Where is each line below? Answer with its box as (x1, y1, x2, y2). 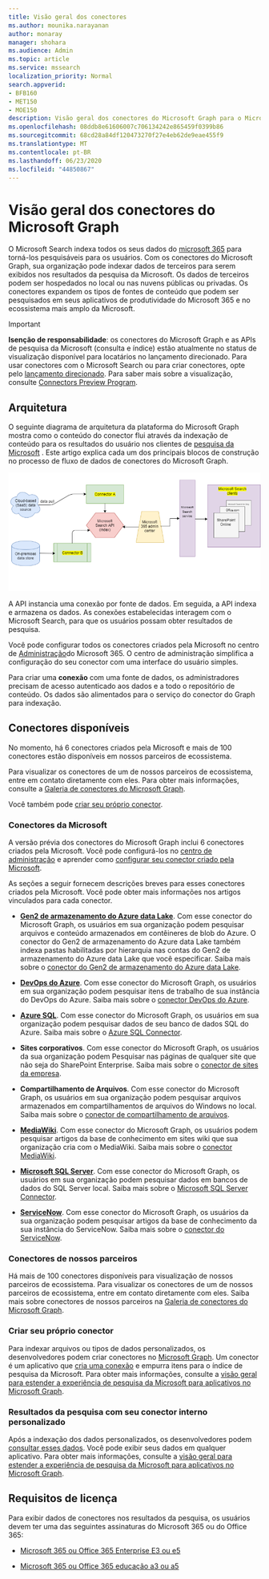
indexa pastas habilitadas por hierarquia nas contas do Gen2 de (19, 945, 231, 954)
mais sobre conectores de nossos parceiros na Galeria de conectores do (8, 1297, 248, 1306)
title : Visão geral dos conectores (8, 13, 127, 21)
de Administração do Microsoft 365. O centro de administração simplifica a (8, 648, 254, 658)
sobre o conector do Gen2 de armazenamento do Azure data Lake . (19, 962, 242, 972)
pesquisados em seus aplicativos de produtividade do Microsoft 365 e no (8, 295, 251, 305)
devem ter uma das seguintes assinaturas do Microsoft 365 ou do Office (8, 1521, 247, 1531)
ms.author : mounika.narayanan (8, 21, 110, 30)
